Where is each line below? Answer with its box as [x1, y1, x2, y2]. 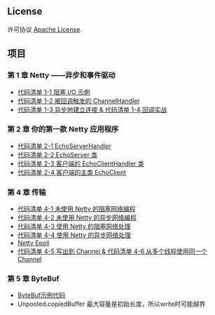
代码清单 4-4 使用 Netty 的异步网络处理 [17, 231, 132, 239]
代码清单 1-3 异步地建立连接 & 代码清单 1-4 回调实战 [17, 105, 167, 114]
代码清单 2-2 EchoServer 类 [17, 150, 98, 159]
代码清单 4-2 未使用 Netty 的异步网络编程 [17, 213, 137, 222]
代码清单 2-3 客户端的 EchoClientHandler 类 [17, 159, 145, 168]
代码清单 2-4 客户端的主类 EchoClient [17, 168, 126, 176]
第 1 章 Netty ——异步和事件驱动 [7, 70, 116, 80]
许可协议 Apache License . [7, 25, 82, 34]
